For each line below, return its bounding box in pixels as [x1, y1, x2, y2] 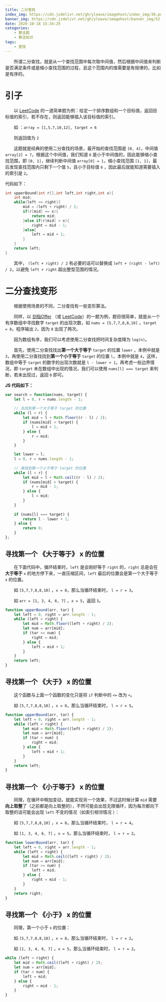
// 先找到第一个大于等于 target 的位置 [14, 406, 86, 411]
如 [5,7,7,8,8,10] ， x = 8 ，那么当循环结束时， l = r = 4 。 [14, 820, 136, 826]
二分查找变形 [5, 286, 58, 297]
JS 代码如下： [5, 382, 34, 388]
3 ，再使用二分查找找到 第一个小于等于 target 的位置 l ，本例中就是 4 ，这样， [5, 353, 160, 359]
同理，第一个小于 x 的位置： [14, 925, 71, 931]
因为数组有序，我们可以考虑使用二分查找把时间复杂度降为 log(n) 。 [14, 336, 150, 342]
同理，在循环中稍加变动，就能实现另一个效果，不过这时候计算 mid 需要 [14, 797, 157, 803]
